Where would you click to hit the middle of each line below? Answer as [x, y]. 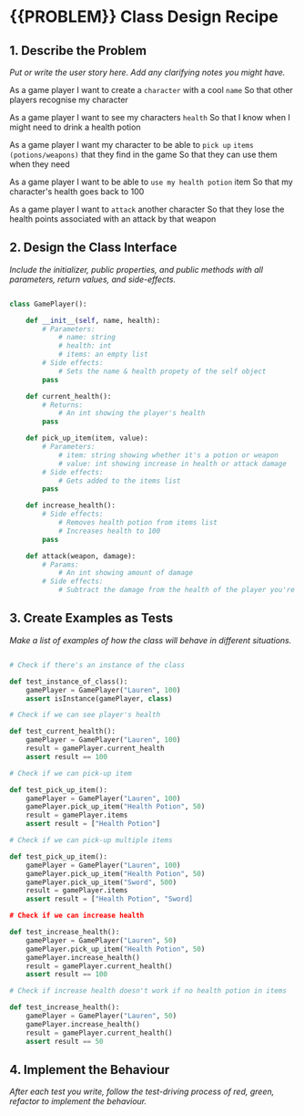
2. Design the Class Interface [93, 248]
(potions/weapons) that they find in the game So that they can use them [143, 154]
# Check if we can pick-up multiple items [91, 840]
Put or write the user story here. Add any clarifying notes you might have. [147, 72]
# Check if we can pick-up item [71, 773]
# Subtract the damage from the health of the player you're [177, 590]
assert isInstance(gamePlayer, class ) [99, 699]
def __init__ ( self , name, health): [93, 320]
